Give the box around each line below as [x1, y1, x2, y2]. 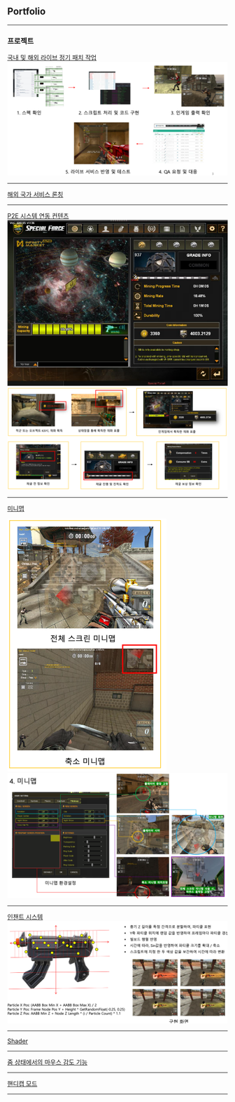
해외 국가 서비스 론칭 [7, 190, 64, 199]
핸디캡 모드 [7, 1080, 38, 1088]
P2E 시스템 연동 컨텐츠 [7, 211, 69, 220]
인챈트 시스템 [7, 912, 43, 922]
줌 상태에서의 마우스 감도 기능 [7, 1058, 88, 1066]
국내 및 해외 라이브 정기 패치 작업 [7, 53, 97, 62]
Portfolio [7, 6, 46, 18]
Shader [7, 1037, 29, 1045]
